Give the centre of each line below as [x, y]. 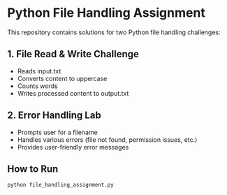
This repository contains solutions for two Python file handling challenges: [114, 32]
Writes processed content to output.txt [73, 93]
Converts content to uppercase [62, 78]
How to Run [33, 169]
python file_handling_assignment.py [60, 185]
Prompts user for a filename [57, 132]
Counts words [37, 86]
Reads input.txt [39, 71]
